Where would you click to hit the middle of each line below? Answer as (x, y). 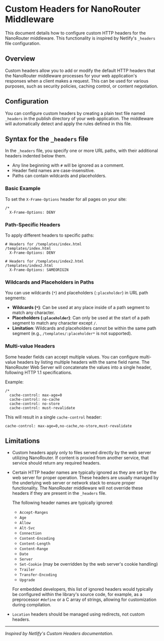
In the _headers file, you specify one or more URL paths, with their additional (82, 151)
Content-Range (34, 549)
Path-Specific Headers (33, 224)
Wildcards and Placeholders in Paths (50, 282)
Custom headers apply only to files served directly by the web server (82, 453)
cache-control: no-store (35, 404)
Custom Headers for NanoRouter (73, 9)
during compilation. (31, 605)
